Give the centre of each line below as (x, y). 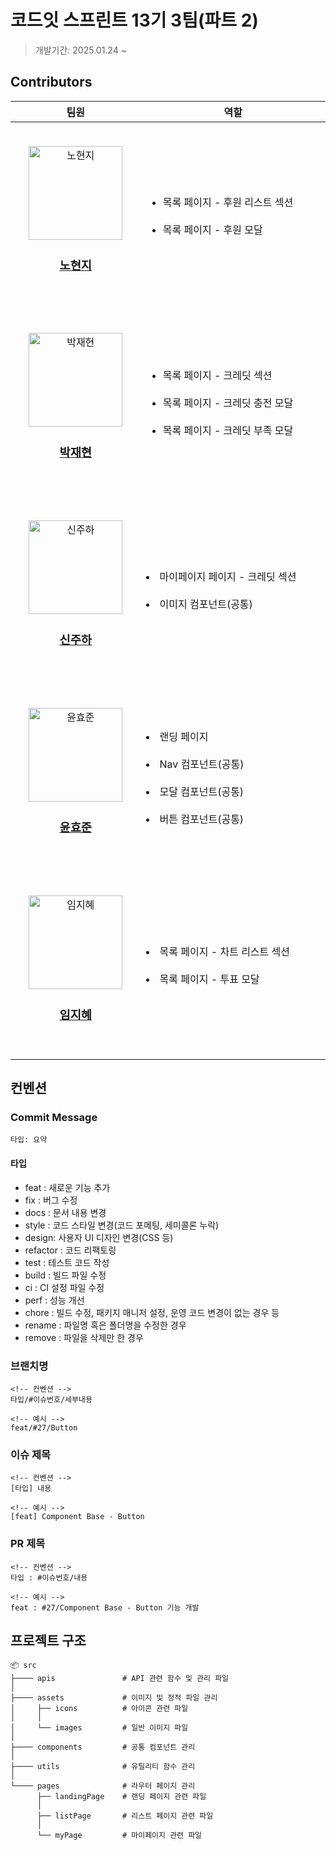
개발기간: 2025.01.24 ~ (80, 50)
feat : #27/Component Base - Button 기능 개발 (105, 1607)
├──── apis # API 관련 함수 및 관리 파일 (120, 1679)
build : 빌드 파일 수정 (65, 1275)
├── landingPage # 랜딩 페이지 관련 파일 (121, 1797)
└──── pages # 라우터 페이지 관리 (103, 1786)
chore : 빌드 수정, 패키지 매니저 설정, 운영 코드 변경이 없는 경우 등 (152, 1312)
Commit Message (54, 1118)
